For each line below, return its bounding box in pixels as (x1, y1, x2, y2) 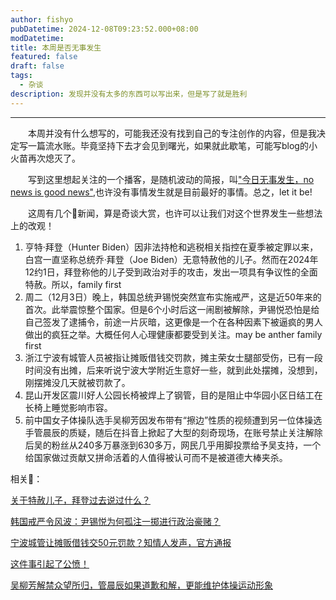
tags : (10, 71, 33, 81)
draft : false (10, 61, 65, 71)
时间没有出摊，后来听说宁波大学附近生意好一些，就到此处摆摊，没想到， (24, 364, 323, 376)
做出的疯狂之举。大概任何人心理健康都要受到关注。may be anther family (24, 328, 323, 340)
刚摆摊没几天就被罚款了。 (24, 376, 131, 388)
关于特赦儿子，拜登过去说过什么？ (10, 494, 151, 506)
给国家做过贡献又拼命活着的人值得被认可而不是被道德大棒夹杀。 (24, 451, 288, 463)
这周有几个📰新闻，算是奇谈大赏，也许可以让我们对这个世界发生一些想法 (28, 207, 323, 219)
